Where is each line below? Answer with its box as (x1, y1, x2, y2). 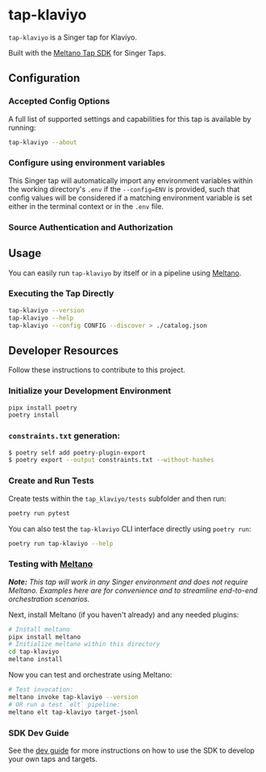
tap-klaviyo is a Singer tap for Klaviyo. (8, 32, 137, 42)
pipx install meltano (8, 632, 81, 641)
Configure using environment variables (8, 157, 165, 169)
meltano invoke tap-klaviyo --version (8, 693, 139, 701)
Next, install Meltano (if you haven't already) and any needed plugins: (8, 610, 239, 619)
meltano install (8, 656, 63, 664)
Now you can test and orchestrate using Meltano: (8, 670, 172, 680)
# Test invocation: (8, 686, 74, 694)
